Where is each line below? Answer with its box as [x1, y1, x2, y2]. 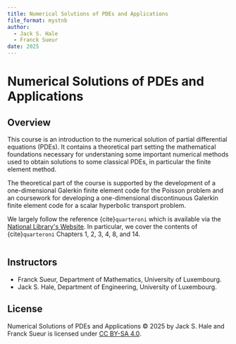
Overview [7, 116, 51, 128]
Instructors [7, 257, 58, 269]
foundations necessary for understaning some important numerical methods [7, 150, 229, 159]
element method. [7, 165, 57, 173]
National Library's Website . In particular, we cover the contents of [7, 223, 198, 231]
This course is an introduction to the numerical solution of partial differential [7, 135, 228, 143]
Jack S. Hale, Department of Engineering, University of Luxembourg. [17, 283, 217, 291]
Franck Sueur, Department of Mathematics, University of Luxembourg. [17, 275, 222, 283]
